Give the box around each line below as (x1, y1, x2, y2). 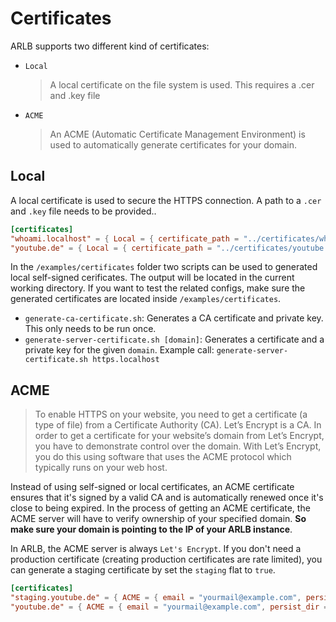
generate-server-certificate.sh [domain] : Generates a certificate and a (24, 333, 325, 346)
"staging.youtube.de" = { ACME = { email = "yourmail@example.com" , (10, 593, 302, 603)
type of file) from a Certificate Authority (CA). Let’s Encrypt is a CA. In (34, 419, 322, 431)
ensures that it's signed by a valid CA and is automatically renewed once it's (10, 492, 324, 504)
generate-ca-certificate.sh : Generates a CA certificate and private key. (24, 312, 324, 324)
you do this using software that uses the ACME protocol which (34, 451, 292, 463)
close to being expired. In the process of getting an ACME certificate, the (10, 502, 311, 514)
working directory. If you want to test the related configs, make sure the (10, 282, 306, 294)
